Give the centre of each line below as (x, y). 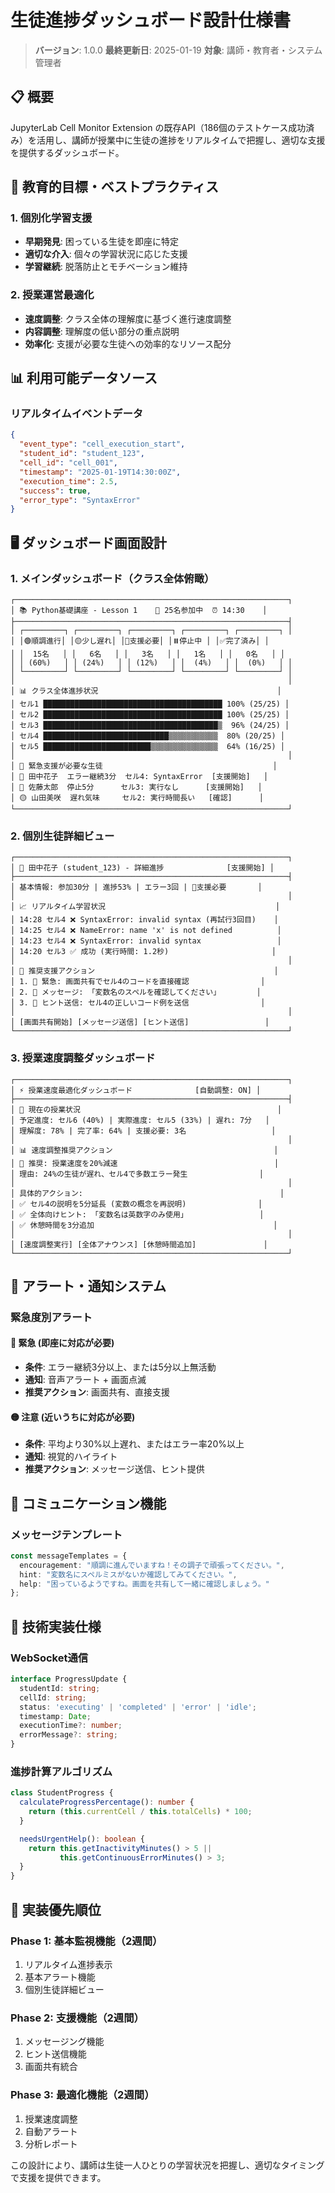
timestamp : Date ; (55, 1716)
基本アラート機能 (60, 1977)
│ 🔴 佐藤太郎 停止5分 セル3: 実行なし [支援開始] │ (136, 787)
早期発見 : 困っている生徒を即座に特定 (102, 242)
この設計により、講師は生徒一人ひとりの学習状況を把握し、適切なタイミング (167, 2165)
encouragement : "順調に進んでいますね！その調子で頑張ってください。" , (152, 1565)
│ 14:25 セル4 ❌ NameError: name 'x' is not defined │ (146, 931)
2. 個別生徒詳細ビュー (62, 836)
